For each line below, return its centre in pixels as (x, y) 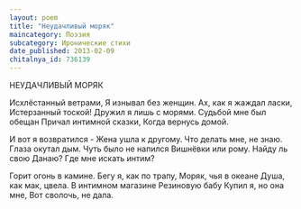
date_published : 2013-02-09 (62, 51)
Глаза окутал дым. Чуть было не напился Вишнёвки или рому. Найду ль (149, 149)
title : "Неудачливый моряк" (62, 26)
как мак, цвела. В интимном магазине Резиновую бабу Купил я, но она (147, 185)
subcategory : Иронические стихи (70, 43)
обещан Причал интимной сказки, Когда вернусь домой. (119, 122)
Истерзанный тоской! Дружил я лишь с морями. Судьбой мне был (138, 112)
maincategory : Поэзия (50, 34)
